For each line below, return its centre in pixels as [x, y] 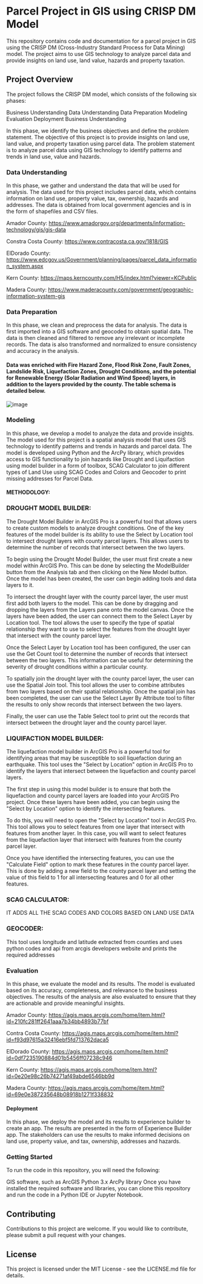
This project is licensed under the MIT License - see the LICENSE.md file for [101, 1269]
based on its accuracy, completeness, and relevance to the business [92, 990]
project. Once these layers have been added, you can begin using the [93, 802]
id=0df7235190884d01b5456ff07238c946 [59, 1058]
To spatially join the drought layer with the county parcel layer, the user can [100, 678]
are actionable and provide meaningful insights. [66, 1003]
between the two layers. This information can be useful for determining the [100, 660]
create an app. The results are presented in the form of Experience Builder [99, 1128]
